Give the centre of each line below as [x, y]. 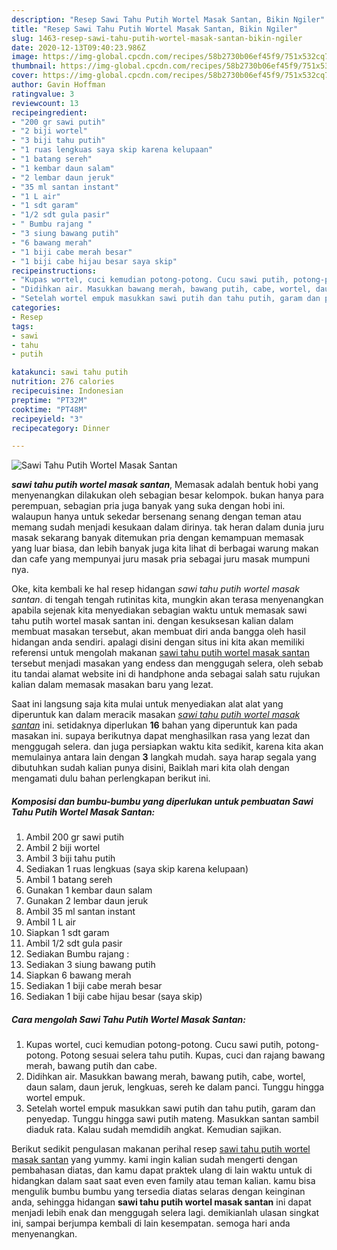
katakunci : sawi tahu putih [70, 372]
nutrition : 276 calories [63, 382]
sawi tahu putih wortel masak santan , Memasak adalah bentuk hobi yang [165, 485]
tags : [22, 326]
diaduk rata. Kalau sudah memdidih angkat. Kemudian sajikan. [153, 1130]
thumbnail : [34, 66]
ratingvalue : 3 [43, 94]
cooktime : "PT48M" [49, 409]
